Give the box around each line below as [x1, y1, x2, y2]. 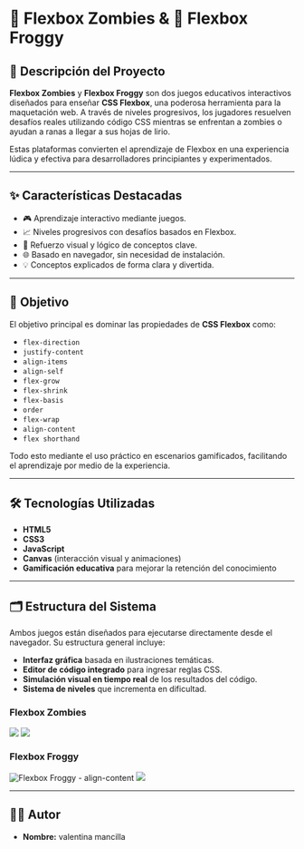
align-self [22, 366, 64, 376]
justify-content [22, 347, 84, 356]
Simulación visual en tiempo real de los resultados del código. [22, 674, 258, 685]
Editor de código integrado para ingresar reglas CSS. [22, 664, 223, 675]
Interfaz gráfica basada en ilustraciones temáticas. [22, 655, 214, 666]
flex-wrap [22, 415, 61, 424]
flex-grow [22, 376, 61, 385]
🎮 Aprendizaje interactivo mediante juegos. [22, 212, 187, 223]
